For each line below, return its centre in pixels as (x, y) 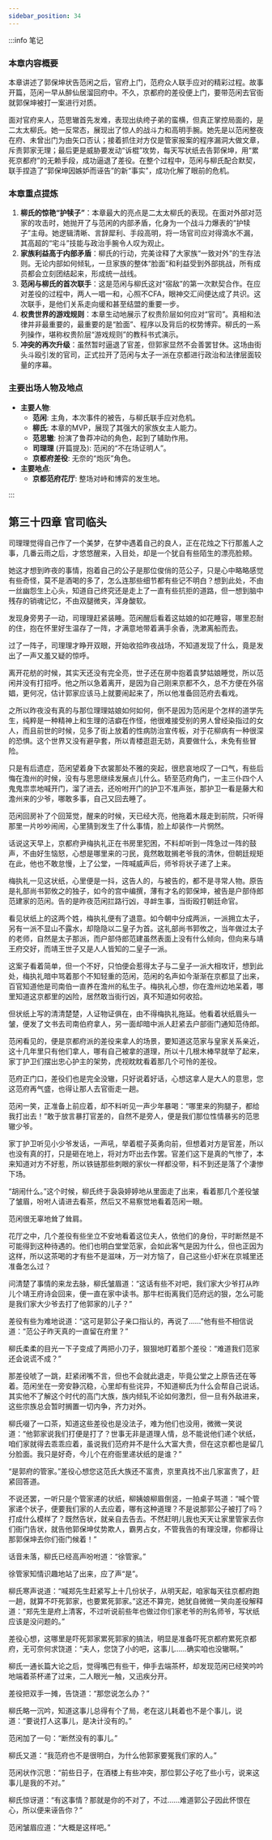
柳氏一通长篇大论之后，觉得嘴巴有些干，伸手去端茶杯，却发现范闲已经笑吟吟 (136, 1666)
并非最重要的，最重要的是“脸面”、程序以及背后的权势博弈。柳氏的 (137, 325)
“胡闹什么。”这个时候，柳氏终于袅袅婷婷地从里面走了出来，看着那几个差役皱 (134, 1191)
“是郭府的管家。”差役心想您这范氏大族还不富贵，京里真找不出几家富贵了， (130, 1472)
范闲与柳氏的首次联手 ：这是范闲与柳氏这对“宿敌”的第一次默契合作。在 (137, 284)
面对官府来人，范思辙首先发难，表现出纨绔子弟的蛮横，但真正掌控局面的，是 (136, 119)
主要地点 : (35, 468)
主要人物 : (35, 407)
